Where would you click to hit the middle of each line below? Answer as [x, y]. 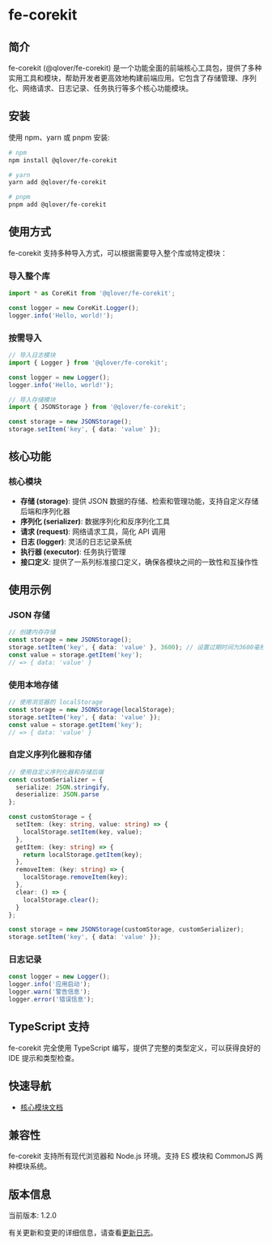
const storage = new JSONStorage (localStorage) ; [92, 710]
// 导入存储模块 [32, 399]
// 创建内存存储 [32, 632]
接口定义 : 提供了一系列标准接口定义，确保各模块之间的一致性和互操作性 [139, 562]
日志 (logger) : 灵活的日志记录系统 [76, 541]
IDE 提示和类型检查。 [44, 1058]
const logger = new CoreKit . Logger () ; [74, 308]
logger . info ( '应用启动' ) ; [50, 984]
